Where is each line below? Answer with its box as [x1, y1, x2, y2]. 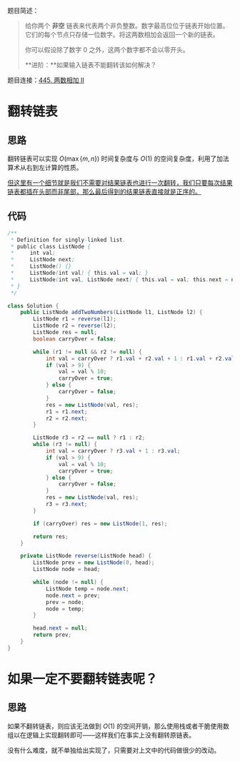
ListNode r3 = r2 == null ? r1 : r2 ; [33, 434, 145, 441]
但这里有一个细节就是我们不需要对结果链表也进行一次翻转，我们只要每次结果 [7, 178, 233, 187]
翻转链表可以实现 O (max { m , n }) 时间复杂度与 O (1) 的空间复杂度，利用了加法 [7, 154, 230, 163]
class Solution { [7, 302, 59, 309]
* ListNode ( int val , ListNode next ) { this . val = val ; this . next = [10, 276, 229, 283]
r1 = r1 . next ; [45, 408, 88, 415]
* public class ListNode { [10, 243, 91, 250]
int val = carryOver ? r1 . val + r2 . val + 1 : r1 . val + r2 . [45, 355, 226, 362]
